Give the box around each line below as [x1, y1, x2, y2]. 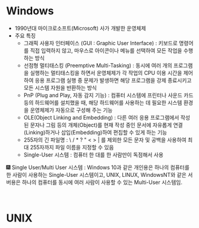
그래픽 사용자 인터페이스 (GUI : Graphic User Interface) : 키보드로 [23, 39, 178, 46]
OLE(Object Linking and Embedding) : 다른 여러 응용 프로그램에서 [23, 114, 179, 121]
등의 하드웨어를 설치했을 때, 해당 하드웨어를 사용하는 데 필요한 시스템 [23, 99, 182, 106]
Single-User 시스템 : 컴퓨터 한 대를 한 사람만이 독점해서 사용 [23, 151, 164, 158]
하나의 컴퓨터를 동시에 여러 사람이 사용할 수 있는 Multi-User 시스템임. [21, 179, 183, 186]
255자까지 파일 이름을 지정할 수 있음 [30, 143, 114, 151]
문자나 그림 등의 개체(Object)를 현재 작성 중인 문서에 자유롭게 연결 [30, 121, 183, 129]
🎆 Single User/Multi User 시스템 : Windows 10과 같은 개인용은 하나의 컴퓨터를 [6, 164, 190, 171]
